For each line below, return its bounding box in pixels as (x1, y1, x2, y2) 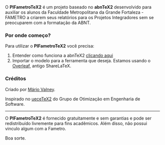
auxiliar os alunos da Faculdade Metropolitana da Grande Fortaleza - (5, 9, 144, 15)
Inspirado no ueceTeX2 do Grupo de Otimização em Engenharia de (5, 96, 140, 102)
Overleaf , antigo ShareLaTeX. (12, 63, 72, 69)
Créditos (5, 75, 26, 82)
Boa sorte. (5, 135, 26, 141)
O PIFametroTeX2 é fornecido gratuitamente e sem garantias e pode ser (5, 115, 152, 121)
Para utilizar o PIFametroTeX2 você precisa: (5, 43, 95, 49)
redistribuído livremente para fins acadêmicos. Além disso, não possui (5, 120, 147, 126)
